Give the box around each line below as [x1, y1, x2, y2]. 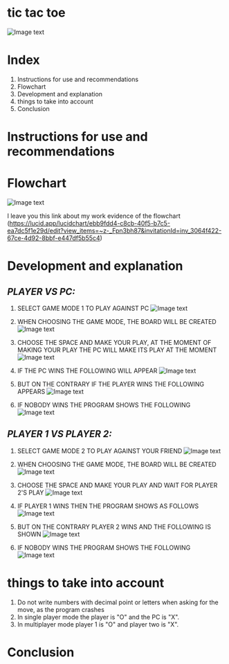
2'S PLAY [17, 488, 44, 497]
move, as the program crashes [17, 605, 105, 613]
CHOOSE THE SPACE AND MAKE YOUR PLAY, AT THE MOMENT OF [17, 339, 212, 346]
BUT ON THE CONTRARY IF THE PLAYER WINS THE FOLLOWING [17, 380, 205, 388]
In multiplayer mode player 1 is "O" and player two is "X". [17, 620, 179, 629]
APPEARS [17, 387, 46, 395]
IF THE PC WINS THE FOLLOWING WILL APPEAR [17, 366, 158, 375]
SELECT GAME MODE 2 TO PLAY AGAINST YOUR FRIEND [17, 446, 183, 455]
